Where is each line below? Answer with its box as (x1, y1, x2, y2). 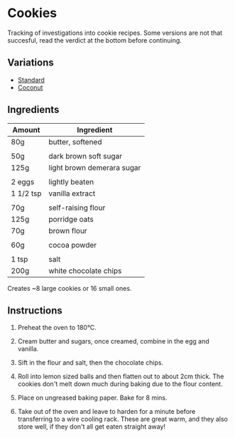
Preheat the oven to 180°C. (17, 324, 97, 332)
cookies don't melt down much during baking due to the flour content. (17, 380, 223, 388)
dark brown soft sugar (48, 151, 123, 161)
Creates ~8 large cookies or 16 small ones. (7, 284, 132, 292)
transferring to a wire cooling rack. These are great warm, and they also (17, 415, 229, 424)
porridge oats (48, 214, 94, 224)
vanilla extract (48, 188, 96, 198)
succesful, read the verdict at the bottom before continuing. (7, 36, 182, 44)
